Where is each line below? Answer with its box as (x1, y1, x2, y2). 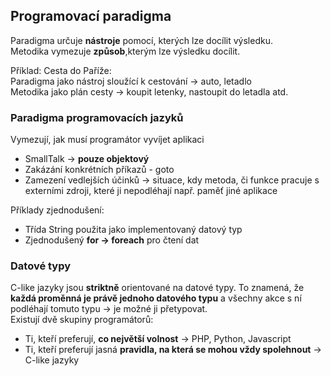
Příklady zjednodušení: (10, 204, 105, 216)
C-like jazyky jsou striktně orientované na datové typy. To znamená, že (10, 282, 305, 294)
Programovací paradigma (10, 8, 172, 25)
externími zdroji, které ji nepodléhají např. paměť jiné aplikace (24, 185, 278, 197)
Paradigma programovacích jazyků (10, 110, 184, 124)
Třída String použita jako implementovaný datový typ (24, 224, 243, 236)
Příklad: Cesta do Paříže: (10, 64, 112, 76)
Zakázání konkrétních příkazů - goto (24, 164, 175, 176)
